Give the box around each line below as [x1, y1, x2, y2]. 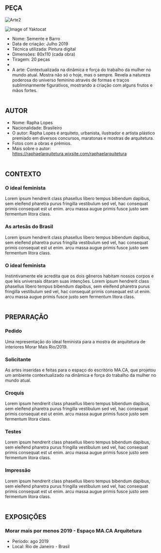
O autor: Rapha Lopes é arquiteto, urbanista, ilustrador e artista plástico [12, 130, 155, 136]
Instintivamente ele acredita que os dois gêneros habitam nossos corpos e [5, 273, 154, 279]
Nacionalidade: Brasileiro [12, 125, 62, 130]
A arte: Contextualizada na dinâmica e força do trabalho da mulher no [12, 67, 151, 73]
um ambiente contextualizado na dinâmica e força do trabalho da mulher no [5, 372, 157, 378]
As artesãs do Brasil [5, 223, 53, 230]
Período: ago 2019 [12, 538, 49, 544]
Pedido [5, 328, 22, 334]
